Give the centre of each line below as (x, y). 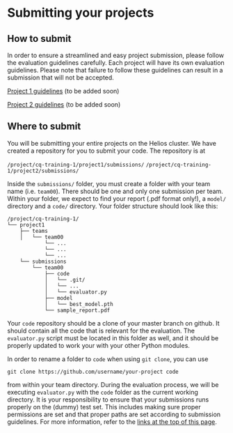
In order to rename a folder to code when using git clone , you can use (108, 359)
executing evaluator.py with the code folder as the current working (103, 392)
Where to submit (44, 127)
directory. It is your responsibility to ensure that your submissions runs (108, 400)
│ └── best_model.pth (79, 304)
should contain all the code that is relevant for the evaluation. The (101, 331)
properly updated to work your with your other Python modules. (98, 345)
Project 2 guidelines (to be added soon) (64, 105)
